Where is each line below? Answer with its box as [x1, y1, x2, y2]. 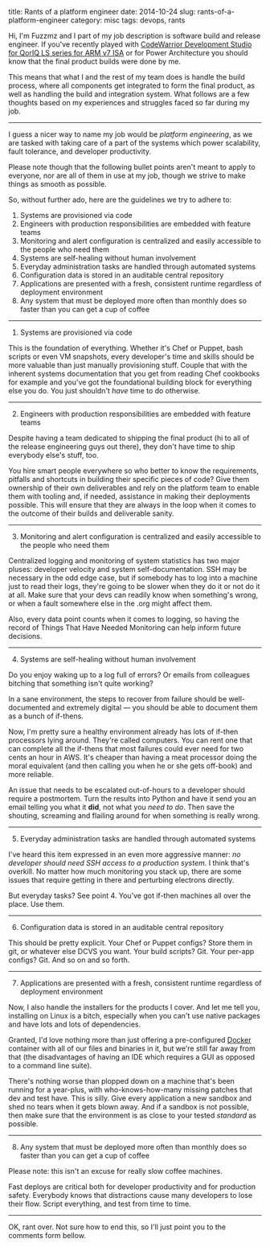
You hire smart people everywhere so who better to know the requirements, [8, 466, 259, 475]
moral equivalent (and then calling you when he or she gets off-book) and [8, 761, 253, 771]
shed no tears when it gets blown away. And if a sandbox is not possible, [8, 1102, 249, 1111]
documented [8, 703, 51, 712]
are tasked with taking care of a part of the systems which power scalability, [8, 138, 261, 147]
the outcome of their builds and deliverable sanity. [8, 508, 174, 518]
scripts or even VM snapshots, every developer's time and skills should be [8, 352, 255, 361]
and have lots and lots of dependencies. [8, 1019, 141, 1029]
